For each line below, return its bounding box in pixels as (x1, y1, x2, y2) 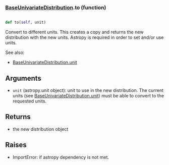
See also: (5, 49, 25, 56)
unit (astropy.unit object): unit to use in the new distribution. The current (12, 87, 164, 93)
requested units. (12, 98, 47, 104)
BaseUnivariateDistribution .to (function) (5, 4, 106, 11)
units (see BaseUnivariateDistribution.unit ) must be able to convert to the (12, 92, 164, 98)
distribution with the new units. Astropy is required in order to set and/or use (5, 34, 164, 40)
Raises (5, 141, 27, 149)
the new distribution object (12, 126, 69, 132)
